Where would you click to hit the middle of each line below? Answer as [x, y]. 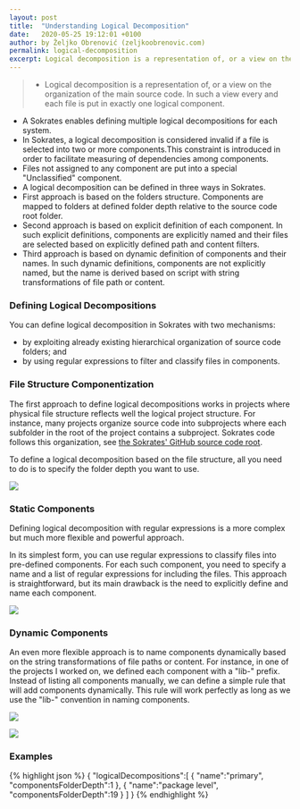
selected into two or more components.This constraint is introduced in [151, 149]
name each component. [53, 593]
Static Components [52, 509]
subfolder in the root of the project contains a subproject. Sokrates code [142, 432]
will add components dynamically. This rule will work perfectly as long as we [150, 690]
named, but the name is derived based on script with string [131, 273]
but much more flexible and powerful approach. [97, 537]
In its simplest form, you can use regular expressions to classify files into [143, 554]
